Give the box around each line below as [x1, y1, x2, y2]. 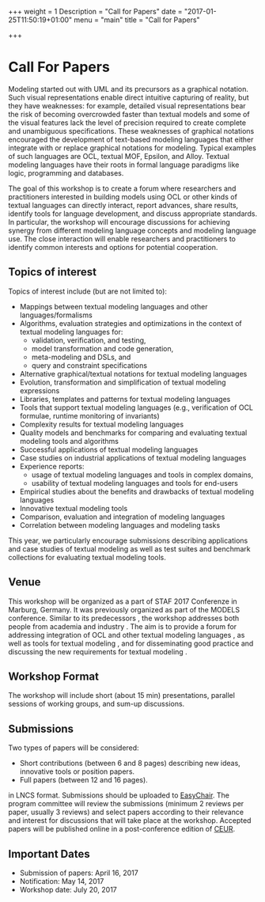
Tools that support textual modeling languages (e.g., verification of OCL [19, 403, 254, 412]
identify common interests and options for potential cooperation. [8, 242, 218, 252]
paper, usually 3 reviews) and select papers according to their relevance [8, 807, 244, 817]
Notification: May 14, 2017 [19, 877, 104, 885]
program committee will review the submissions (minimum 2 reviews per [8, 799, 244, 809]
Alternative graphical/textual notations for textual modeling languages [19, 369, 248, 378]
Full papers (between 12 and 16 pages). [19, 775, 148, 785]
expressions [19, 385, 60, 395]
